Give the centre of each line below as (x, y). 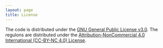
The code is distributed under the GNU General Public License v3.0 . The (81, 29)
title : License (22, 15)
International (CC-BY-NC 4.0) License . (46, 40)
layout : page (19, 10)
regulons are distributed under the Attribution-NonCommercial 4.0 (75, 35)
